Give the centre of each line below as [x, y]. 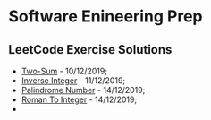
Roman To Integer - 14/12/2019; [79, 99]
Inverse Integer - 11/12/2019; [73, 81]
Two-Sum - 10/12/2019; [64, 71]
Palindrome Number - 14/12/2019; [83, 90]
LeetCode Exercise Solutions [90, 50]
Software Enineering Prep [105, 17]
